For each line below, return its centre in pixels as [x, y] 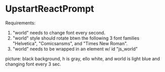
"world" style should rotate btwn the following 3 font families [76, 38]
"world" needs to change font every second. [59, 32]
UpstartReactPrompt [50, 9]
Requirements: [20, 23]
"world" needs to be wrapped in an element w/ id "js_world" [75, 49]
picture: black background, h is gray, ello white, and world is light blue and [83, 58]
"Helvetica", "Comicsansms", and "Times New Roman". [70, 43]
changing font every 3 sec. [33, 64]
